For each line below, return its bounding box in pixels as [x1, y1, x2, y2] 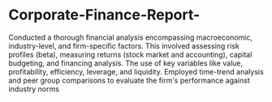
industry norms [8, 83, 59, 94]
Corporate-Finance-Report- [8, 6, 201, 24]
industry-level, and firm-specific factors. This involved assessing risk [8, 40, 240, 50]
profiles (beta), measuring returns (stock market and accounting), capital [8, 49, 253, 59]
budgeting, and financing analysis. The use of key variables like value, [8, 58, 244, 68]
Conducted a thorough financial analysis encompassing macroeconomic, [8, 32, 253, 42]
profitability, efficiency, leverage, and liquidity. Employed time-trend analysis [8, 66, 264, 76]
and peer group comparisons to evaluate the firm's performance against [8, 75, 250, 85]
